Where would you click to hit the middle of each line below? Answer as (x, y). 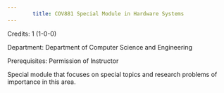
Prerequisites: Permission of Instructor (63, 61)
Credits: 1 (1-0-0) (32, 34)
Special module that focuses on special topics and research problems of (112, 74)
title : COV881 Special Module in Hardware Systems (108, 14)
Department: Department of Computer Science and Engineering (100, 47)
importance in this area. (42, 82)
